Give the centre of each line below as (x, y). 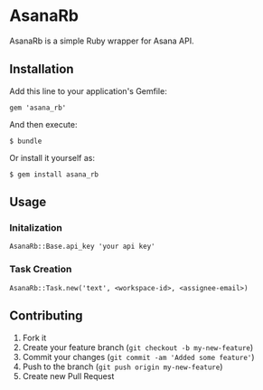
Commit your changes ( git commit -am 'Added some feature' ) (138, 357)
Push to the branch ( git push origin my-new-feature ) (122, 366)
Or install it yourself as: (52, 157)
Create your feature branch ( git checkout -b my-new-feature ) (138, 347)
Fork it (34, 338)
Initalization (36, 228)
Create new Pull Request (68, 376)
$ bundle (26, 141)
